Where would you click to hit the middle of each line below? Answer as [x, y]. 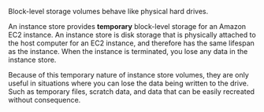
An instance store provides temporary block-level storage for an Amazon [127, 26]
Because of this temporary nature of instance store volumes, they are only [129, 75]
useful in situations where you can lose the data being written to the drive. [128, 83]
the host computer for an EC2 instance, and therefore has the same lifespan [131, 43]
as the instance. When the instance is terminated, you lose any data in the [128, 51]
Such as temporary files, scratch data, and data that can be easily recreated [131, 92]
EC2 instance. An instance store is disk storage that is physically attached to [132, 35]
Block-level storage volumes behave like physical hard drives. [108, 11]
